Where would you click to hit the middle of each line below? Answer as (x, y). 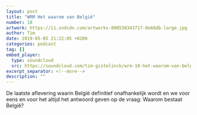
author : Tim (21, 33)
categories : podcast (31, 44)
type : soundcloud (33, 60)
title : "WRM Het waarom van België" (51, 17)
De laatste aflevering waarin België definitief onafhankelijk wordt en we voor (98, 93)
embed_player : (23, 55)
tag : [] (16, 50)
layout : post (22, 11)
